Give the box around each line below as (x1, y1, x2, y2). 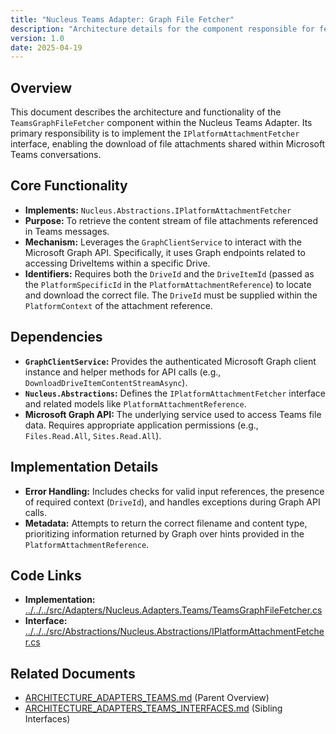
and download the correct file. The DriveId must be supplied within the (24, 289, 318, 301)
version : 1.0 (10, 33, 65, 43)
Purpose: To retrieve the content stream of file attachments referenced (24, 214, 319, 226)
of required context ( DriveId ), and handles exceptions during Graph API (24, 496, 321, 508)
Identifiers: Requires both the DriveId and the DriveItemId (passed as (24, 267, 315, 280)
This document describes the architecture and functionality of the (10, 106, 282, 118)
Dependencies (10, 329, 103, 346)
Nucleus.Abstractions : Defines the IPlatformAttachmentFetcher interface (24, 387, 326, 399)
